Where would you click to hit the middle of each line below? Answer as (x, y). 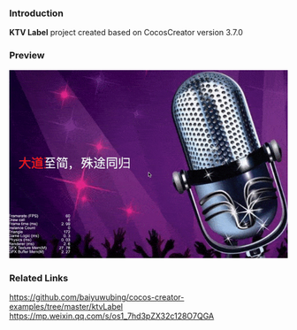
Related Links (39, 278)
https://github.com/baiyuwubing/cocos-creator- (97, 297)
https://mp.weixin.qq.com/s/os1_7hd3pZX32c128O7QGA (112, 316)
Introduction (36, 13)
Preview (27, 56)
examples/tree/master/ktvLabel (66, 307)
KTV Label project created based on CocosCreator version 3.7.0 (126, 33)
